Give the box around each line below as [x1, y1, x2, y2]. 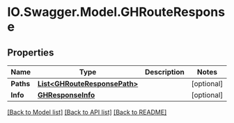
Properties [7, 47, 54, 58]
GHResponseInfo [37, 90, 95, 99]
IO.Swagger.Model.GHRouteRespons [7, 4, 225, 20]
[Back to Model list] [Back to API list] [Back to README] [7, 108, 167, 116]
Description [145, 67, 185, 76]
